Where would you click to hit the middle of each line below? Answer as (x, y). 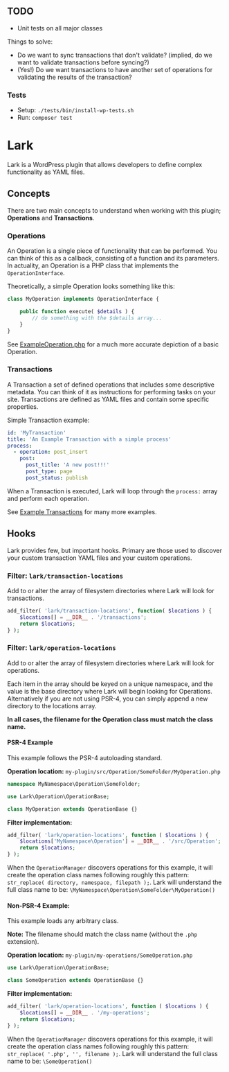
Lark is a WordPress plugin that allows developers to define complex (105, 165)
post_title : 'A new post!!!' (67, 465)
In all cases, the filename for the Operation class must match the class (110, 719)
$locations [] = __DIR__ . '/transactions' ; (83, 617)
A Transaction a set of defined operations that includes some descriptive (111, 385)
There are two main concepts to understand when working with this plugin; (114, 210)
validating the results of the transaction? (75, 77)
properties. (23, 406)
